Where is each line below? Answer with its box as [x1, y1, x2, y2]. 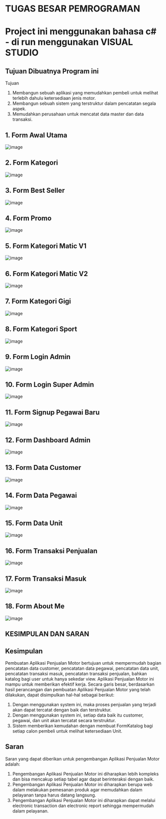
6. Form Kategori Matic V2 [5, 269, 88, 278]
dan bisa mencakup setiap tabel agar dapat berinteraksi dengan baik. [12, 776, 155, 782]
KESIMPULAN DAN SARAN [5, 630, 89, 638]
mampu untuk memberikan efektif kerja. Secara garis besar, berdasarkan [5, 681, 155, 687]
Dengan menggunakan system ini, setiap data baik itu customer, [12, 712, 144, 718]
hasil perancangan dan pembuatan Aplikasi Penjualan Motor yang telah [5, 687, 151, 693]
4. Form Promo [5, 214, 52, 223]
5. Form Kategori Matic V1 [5, 242, 87, 250]
